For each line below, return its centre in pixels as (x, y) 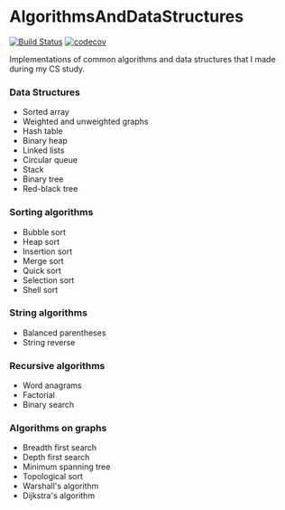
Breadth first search (60, 448)
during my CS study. (47, 69)
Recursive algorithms (57, 365)
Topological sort (53, 477)
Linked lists (43, 150)
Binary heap (45, 141)
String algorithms (49, 313)
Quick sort (41, 270)
